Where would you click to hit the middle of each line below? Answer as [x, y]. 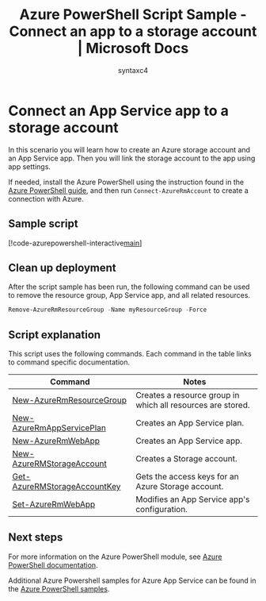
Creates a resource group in [188, 395]
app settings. [30, 166]
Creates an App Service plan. [190, 423]
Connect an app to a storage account [133, 31]
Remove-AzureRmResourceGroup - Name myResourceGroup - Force [108, 310]
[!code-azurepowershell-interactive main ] [75, 243]
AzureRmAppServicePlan [59, 428]
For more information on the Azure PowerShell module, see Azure [115, 557]
